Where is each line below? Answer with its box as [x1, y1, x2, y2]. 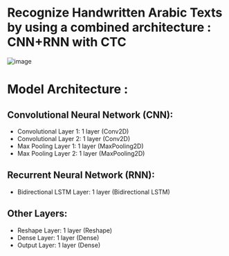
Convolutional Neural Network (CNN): [7, 109, 174, 120]
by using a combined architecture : [7, 19, 212, 35]
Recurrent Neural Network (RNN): [7, 170, 155, 181]
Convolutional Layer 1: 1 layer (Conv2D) [17, 127, 129, 136]
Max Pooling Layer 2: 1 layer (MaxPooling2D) [17, 149, 145, 157]
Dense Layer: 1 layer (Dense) [17, 233, 100, 241]
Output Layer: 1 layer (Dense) [17, 241, 101, 249]
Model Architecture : [7, 82, 129, 98]
